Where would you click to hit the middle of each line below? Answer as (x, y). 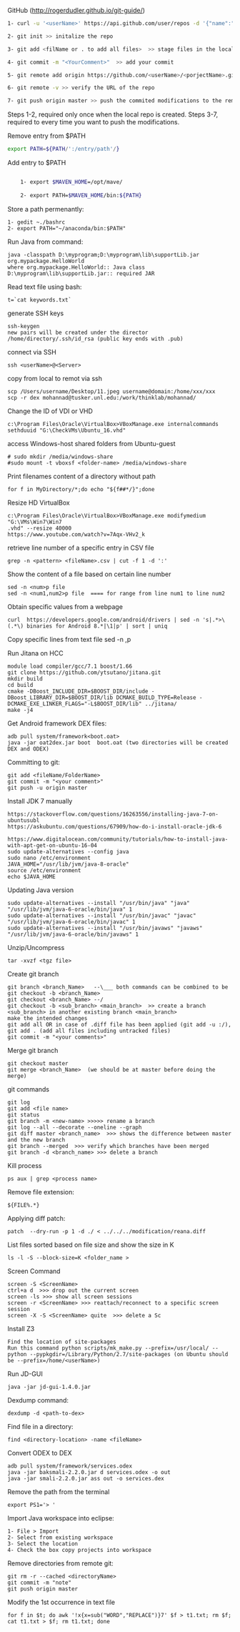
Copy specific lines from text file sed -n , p (69, 639)
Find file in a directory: (40, 1426)
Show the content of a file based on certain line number (89, 574)
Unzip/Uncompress (36, 947)
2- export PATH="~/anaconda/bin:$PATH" (67, 228)
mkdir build (25, 678)
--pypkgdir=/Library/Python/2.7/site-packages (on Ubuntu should (129, 1354)
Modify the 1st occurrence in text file (61, 1602)
